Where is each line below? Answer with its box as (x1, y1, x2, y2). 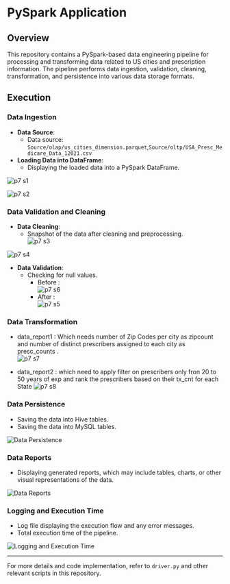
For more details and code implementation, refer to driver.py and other (7, 562, 209, 570)
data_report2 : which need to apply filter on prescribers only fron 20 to (16, 368, 217, 376)
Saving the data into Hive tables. (16, 415, 109, 423)
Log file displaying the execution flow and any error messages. (16, 522, 194, 530)
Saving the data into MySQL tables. (16, 422, 116, 430)
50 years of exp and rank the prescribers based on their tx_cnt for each (16, 375, 219, 383)
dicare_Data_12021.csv (27, 149, 92, 157)
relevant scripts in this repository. (7, 569, 101, 577)
